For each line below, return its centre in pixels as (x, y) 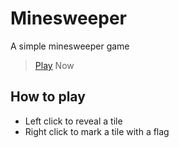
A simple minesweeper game (70, 46)
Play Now (54, 65)
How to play (48, 97)
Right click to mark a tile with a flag (97, 131)
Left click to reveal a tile (73, 121)
